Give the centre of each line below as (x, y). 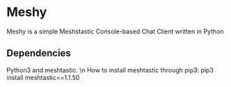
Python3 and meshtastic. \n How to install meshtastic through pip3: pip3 (110, 70)
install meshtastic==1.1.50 (43, 77)
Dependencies (39, 53)
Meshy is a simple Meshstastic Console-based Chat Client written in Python (115, 31)
